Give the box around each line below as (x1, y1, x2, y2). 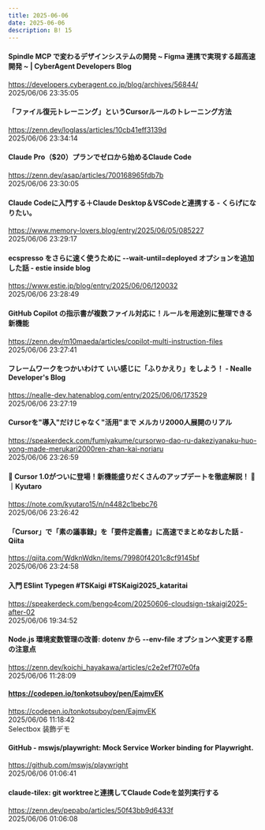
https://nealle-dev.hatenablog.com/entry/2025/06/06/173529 (8, 390, 207, 399)
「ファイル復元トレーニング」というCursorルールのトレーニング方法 (8, 107, 232, 117)
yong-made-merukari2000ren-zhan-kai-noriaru (8, 444, 164, 454)
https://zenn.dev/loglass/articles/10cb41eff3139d (8, 125, 167, 134)
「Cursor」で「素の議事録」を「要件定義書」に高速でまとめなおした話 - (8, 526, 244, 537)
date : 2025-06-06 (8, 19, 65, 27)
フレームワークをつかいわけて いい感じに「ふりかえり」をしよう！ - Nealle (8, 364, 252, 373)
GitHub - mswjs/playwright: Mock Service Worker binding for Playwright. (8, 742, 254, 752)
